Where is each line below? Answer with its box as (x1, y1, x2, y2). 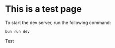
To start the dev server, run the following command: (5, 20, 111, 25)
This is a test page (5, 3, 82, 15)
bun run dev (5, 29, 30, 34)
